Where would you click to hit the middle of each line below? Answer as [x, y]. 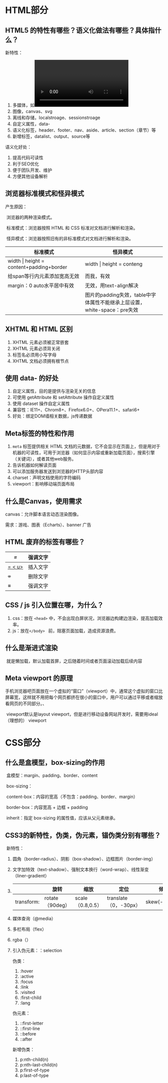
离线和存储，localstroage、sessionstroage [56, 117]
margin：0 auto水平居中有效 [41, 285]
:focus [26, 982]
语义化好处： [18, 147]
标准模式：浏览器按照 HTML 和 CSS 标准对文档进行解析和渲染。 [72, 227]
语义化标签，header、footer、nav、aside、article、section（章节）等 [84, 130]
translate [117, 898]
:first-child [30, 997]
